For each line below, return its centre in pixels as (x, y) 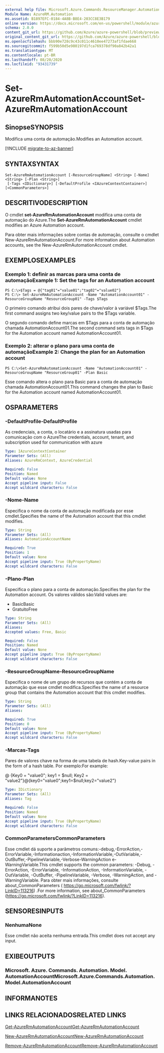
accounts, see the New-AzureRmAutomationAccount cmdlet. (66, 245)
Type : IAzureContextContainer (36, 451)
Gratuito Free (25, 609)
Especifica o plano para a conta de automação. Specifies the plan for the (78, 590)
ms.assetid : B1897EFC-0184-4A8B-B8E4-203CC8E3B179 (58, 19)
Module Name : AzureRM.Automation (39, 14)
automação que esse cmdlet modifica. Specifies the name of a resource (77, 687)
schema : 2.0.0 (20, 28)
